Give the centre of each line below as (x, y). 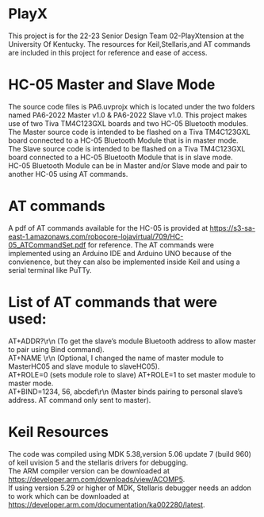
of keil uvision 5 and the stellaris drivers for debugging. (98, 462)
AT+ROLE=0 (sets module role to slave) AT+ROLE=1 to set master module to (132, 374)
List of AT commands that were (113, 302)
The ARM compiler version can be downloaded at (89, 471)
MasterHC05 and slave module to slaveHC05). (84, 366)
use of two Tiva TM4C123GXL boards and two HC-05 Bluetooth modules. (128, 123)
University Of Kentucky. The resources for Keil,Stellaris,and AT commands (130, 44)
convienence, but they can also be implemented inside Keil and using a (124, 262)
